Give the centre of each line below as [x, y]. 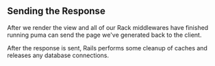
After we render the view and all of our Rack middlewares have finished [108, 27]
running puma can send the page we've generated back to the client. [104, 35]
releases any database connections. [58, 55]
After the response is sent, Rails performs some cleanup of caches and [107, 48]
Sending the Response [56, 11]
